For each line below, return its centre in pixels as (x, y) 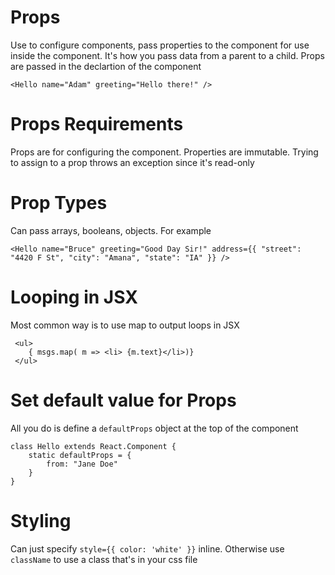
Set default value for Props (123, 400)
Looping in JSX (74, 297)
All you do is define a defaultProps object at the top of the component (154, 428)
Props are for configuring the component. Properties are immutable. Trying (164, 152)
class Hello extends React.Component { (93, 446)
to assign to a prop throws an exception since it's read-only (132, 162)
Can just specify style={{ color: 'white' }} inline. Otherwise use (147, 548)
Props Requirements (97, 124)
